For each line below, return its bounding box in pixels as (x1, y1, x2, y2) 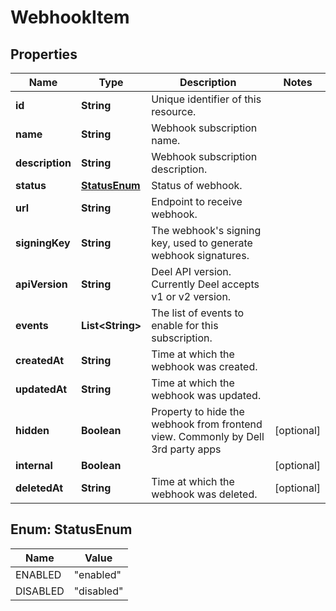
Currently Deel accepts (151, 277, 260, 291)
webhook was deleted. (151, 487, 258, 501)
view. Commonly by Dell (151, 430, 265, 443)
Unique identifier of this (151, 92, 262, 106)
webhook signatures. (151, 249, 250, 262)
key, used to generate (151, 236, 253, 250)
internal (15, 459, 53, 472)
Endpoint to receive (151, 195, 243, 208)
